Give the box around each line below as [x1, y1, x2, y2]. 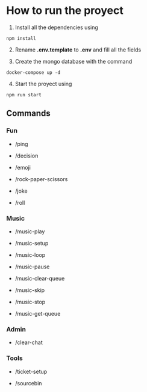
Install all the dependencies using [14, 24, 98, 31]
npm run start [6, 91, 42, 98]
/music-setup [14, 239, 49, 247]
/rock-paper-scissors [14, 175, 68, 182]
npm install [6, 35, 36, 41]
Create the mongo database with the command [14, 58, 133, 65]
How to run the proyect [6, 4, 124, 18]
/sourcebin [14, 379, 42, 387]
